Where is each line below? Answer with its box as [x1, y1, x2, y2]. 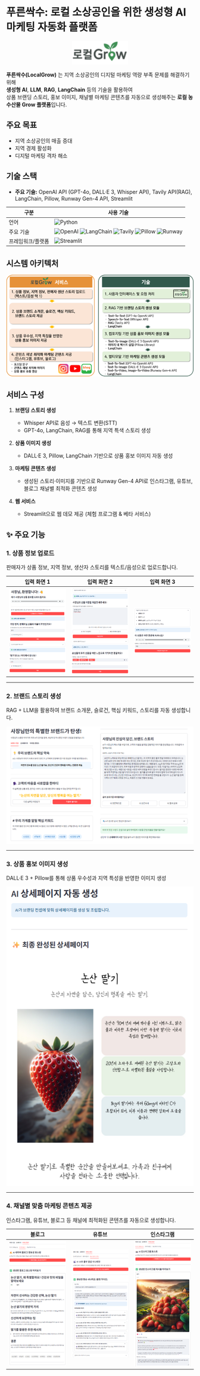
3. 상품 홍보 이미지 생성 [6, 860, 68, 868]
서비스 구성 [6, 389, 45, 400]
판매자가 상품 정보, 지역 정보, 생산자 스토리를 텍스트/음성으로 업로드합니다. [6, 564, 178, 571]
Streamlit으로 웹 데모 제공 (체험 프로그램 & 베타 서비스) [23, 510, 151, 518]
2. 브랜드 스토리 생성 [6, 692, 61, 700]
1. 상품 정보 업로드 [6, 549, 55, 557]
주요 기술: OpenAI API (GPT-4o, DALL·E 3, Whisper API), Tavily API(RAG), [14, 188, 192, 195]
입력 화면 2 [87, 578, 113, 585]
